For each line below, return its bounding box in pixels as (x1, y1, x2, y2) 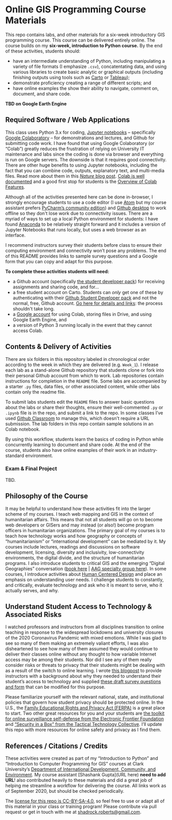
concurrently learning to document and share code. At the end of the (5, 441, 151, 448)
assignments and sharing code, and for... (12, 284, 99, 290)
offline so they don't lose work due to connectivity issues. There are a (5, 210, 153, 216)
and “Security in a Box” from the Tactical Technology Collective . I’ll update (5, 721, 162, 727)
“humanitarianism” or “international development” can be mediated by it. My (5, 538, 166, 544)
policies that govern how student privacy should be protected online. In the (5, 699, 164, 705)
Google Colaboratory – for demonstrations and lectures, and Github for (5, 135, 155, 141)
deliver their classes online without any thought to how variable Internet (5, 651, 157, 658)
